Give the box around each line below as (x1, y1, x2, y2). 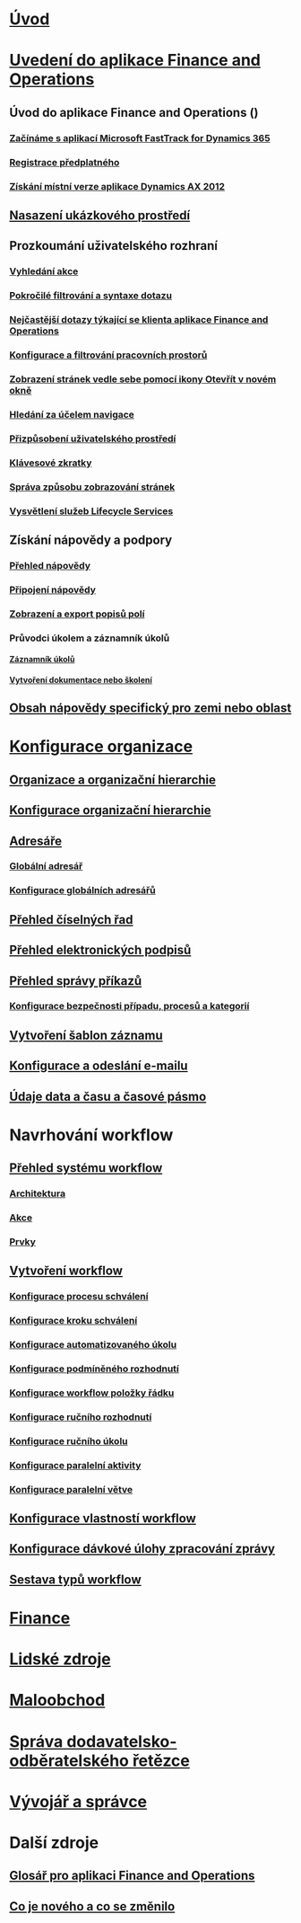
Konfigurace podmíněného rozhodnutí (9, 1362, 179, 1375)
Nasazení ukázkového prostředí (9, 208, 191, 223)
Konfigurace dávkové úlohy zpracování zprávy (9, 1541, 276, 1556)
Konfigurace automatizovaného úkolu (9, 1339, 177, 1351)
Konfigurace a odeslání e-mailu (9, 1059, 188, 1074)
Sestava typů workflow (9, 1572, 142, 1587)
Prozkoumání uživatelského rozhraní (9, 238, 218, 253)
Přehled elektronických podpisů (9, 943, 192, 958)
